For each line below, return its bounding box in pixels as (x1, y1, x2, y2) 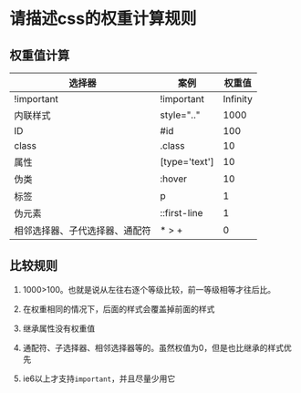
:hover (160, 172, 188, 185)
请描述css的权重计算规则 (9, 8, 197, 29)
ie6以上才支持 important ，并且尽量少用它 (22, 373, 176, 384)
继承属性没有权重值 (22, 323, 96, 334)
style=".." (160, 109, 201, 121)
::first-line (160, 207, 203, 219)
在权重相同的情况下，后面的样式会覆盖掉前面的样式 (22, 303, 215, 315)
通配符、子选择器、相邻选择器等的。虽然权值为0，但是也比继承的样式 (22, 342, 285, 353)
